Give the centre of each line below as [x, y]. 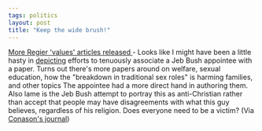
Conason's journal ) [39, 119]
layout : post [30, 23]
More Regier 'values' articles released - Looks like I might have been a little [130, 53]
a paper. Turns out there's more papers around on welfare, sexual [114, 69]
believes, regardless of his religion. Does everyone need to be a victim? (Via [131, 111]
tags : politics [33, 15]
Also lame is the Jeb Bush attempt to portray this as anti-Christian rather [125, 94]
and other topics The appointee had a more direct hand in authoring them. [128, 86]
